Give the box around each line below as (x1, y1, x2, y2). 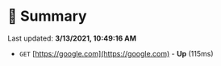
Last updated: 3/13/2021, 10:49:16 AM (7, 33, 137, 43)
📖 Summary (7, 7, 87, 25)
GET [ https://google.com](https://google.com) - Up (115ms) (19, 49, 215, 58)
